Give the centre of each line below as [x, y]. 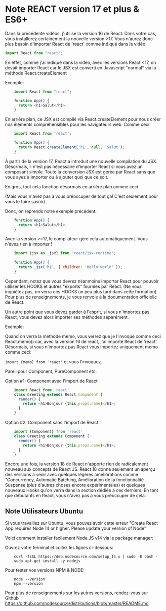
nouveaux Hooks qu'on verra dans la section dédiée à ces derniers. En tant [82, 490]
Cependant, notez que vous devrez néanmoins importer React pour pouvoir [82, 281]
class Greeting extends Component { [52, 436]
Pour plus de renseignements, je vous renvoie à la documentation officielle [81, 297]
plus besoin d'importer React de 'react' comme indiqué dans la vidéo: [76, 44]
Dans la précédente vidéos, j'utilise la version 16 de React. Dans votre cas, [81, 33]
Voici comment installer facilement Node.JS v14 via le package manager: [79, 538]
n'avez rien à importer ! [29, 244]
